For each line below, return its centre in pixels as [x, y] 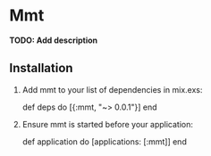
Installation [41, 68]
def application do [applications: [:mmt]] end [105, 141]
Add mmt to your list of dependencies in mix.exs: [112, 89]
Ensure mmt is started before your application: [108, 124]
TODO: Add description [54, 40]
